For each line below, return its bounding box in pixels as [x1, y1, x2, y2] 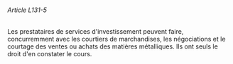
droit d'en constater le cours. [7, 50, 92, 58]
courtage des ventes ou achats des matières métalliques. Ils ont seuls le [7, 42, 218, 51]
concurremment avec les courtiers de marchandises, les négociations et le [7, 35, 226, 44]
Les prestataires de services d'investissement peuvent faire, [7, 27, 184, 36]
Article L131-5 [7, 6, 48, 14]
